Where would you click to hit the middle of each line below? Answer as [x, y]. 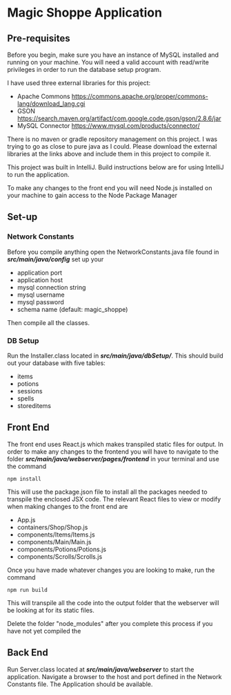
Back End [28, 652]
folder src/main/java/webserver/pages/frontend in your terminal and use [113, 458]
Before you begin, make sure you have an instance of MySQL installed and [113, 55]
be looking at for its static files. [51, 610]
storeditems [34, 405]
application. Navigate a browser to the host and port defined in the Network [114, 676]
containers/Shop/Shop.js [52, 527]
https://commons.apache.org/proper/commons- [140, 96]
